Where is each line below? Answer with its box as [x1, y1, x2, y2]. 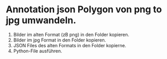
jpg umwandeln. [6, 14, 77, 26]
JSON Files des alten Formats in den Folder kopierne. [13, 42, 126, 48]
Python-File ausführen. [13, 48, 62, 54]
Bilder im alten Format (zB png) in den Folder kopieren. [13, 31, 129, 37]
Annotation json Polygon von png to [6, 4, 162, 15]
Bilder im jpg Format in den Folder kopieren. [13, 37, 106, 43]
